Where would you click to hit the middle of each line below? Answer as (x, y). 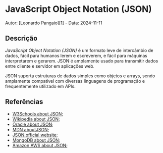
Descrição (21, 38)
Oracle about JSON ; (33, 124)
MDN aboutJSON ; (31, 129)
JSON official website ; (35, 135)
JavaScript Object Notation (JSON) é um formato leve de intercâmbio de (79, 50)
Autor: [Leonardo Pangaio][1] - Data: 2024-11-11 (54, 23)
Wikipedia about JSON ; (36, 119)
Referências (24, 102)
